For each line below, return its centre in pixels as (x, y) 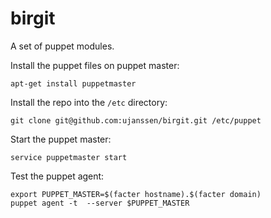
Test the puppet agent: (57, 176)
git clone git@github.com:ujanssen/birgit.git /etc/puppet (136, 120)
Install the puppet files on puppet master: (95, 65)
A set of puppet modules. (62, 46)
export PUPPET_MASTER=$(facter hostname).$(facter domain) (136, 194)
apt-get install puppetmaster (73, 83)
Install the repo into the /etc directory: (89, 102)
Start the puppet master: (61, 139)
